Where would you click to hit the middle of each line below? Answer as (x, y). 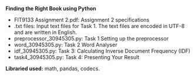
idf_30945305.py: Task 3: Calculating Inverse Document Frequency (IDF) (102, 51)
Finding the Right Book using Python (51, 9)
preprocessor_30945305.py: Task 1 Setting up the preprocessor (91, 38)
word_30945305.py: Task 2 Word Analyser (66, 45)
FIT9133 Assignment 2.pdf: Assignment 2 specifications (82, 20)
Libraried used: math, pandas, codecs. (53, 69)
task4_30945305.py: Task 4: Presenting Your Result (77, 57)
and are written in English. (45, 32)
